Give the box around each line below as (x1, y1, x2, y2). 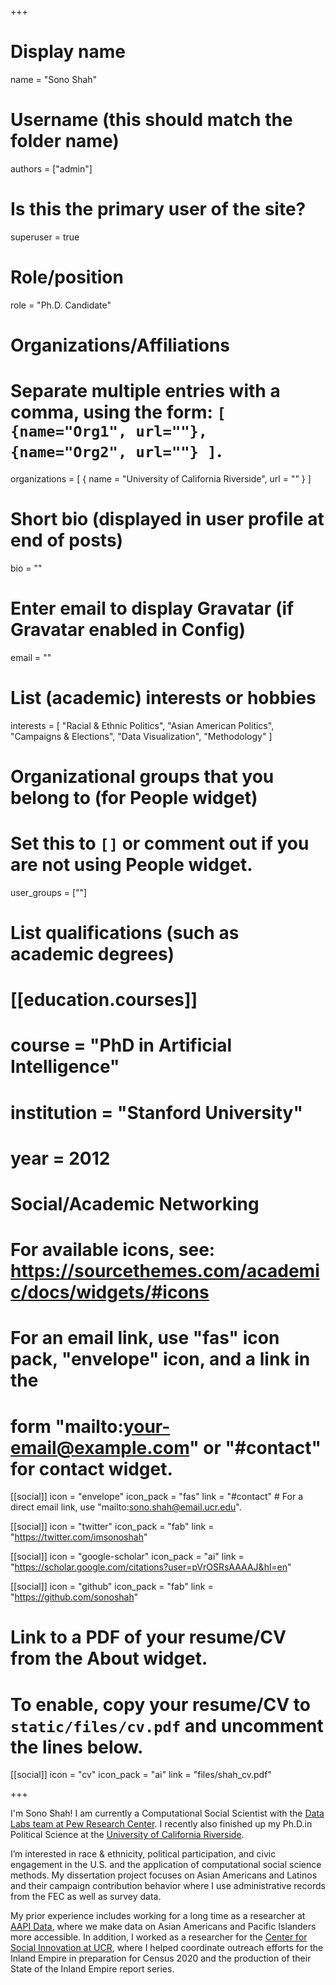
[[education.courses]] (10, 989, 198, 1011)
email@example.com (10, 1436, 190, 1459)
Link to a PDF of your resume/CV (10, 1626, 287, 1649)
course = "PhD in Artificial (10, 1034, 233, 1057)
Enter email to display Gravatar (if (10, 597, 295, 620)
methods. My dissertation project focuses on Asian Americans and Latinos (10, 1869, 318, 1881)
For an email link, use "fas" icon (10, 1327, 280, 1350)
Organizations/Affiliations (10, 334, 231, 356)
